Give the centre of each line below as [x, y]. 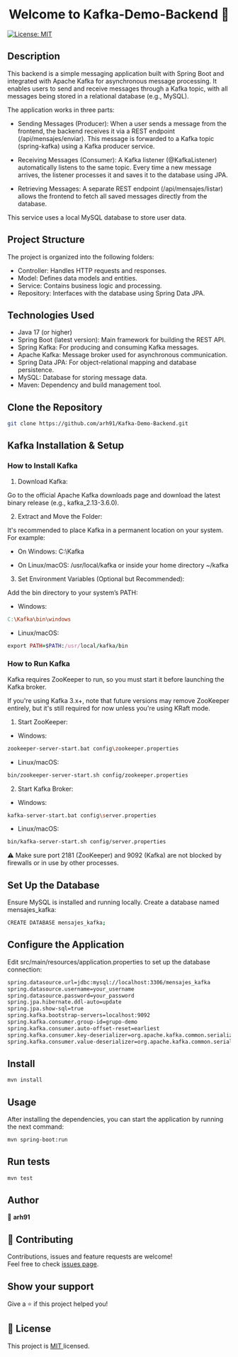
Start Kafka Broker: [45, 789]
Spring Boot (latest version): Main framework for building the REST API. [121, 340]
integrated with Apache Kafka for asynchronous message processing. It [112, 81]
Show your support [51, 1286]
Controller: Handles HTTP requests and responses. [92, 270]
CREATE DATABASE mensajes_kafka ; [57, 923]
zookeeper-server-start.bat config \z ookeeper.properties [93, 748]
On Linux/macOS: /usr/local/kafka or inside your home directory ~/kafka [123, 565]
